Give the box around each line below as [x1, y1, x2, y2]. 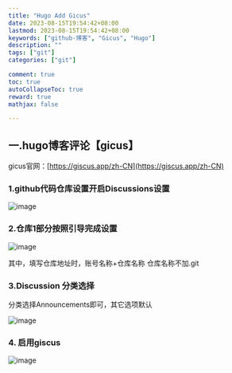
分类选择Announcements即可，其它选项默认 [8, 300, 153, 309]
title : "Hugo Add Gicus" [8, 11, 91, 20]
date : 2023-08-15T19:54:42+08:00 [8, 19, 119, 27]
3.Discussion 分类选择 [8, 280, 95, 291]
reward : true [8, 92, 52, 100]
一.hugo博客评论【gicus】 [8, 139, 139, 152]
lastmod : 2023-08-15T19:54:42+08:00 [8, 26, 130, 34]
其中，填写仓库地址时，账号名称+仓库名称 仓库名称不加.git [8, 258, 199, 268]
